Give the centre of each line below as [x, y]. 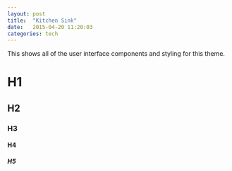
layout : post [26, 14]
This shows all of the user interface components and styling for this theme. [116, 54]
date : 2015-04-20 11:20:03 [50, 27]
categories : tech [33, 34]
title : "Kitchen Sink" [42, 20]
